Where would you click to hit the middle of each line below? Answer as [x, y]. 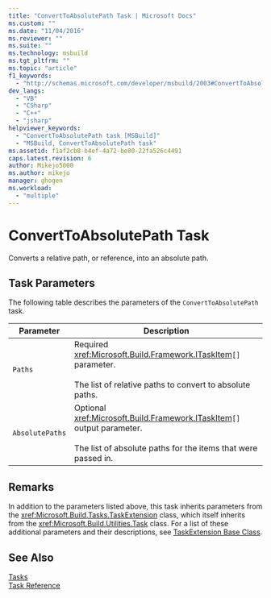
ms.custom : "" [32, 23]
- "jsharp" [34, 121]
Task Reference [34, 586]
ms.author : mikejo [39, 173]
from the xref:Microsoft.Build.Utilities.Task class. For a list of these [119, 524]
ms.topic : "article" [43, 69]
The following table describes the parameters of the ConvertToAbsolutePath [133, 302]
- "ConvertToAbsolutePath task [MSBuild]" [88, 135]
